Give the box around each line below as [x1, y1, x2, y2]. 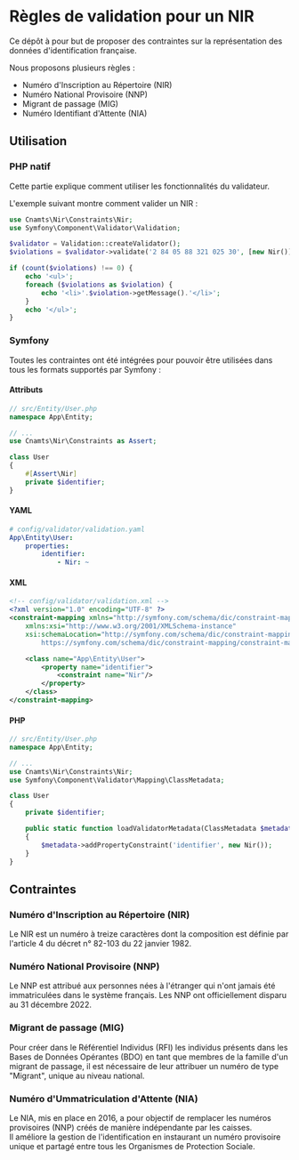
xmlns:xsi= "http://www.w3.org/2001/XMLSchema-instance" [25, 622, 238, 631]
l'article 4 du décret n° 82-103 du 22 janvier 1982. [9, 938, 192, 949]
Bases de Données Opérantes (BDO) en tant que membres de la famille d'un [9, 1051, 289, 1062]
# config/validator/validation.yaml [9, 525, 145, 534]
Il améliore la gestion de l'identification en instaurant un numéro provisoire [9, 1132, 281, 1142]
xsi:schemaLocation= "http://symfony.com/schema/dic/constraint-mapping [25, 630, 296, 639]
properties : [25, 541, 69, 551]
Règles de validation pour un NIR [9, 6, 255, 27]
